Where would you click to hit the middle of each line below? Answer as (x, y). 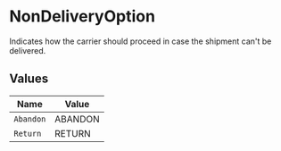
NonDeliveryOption (83, 17)
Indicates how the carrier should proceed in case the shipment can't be (140, 41)
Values (29, 79)
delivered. (28, 50)
